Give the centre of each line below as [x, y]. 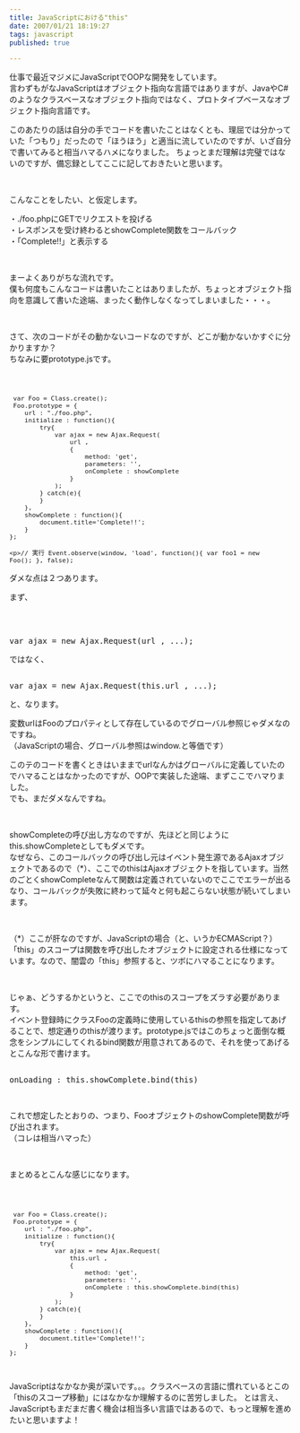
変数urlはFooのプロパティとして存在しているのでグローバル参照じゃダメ [142, 724]
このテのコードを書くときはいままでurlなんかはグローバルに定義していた [143, 765]
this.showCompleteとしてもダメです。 [79, 846]
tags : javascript [42, 34]
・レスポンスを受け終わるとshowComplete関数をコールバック [123, 230]
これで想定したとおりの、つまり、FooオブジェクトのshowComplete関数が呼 [150, 1116]
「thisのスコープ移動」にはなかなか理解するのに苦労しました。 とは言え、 [146, 1397]
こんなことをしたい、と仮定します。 [76, 200]
